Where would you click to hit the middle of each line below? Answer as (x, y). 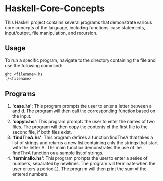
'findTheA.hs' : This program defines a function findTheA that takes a (82, 137)
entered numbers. (30, 174)
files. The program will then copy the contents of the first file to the (80, 127)
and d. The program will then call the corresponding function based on (84, 111)
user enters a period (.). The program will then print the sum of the (79, 169)
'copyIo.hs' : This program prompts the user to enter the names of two (83, 121)
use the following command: (34, 65)
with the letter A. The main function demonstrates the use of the (77, 147)
